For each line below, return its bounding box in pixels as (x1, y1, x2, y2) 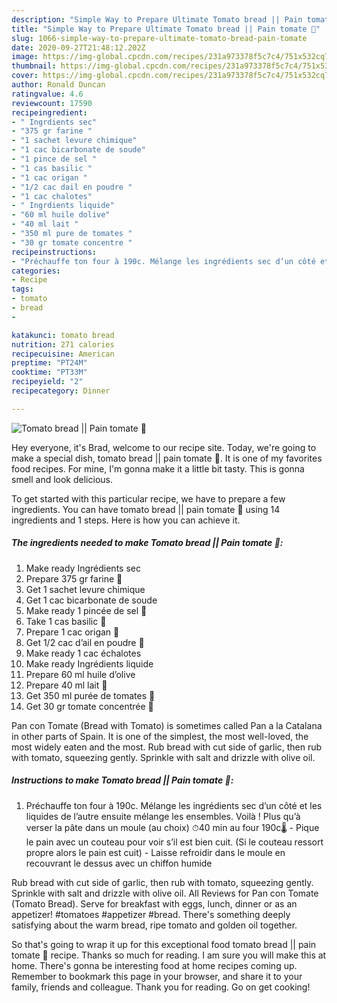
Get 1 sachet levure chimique (25, 583, 146, 595)
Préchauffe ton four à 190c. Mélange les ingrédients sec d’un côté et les (25, 799, 323, 811)
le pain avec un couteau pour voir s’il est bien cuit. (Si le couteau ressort (25, 836, 324, 848)
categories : (11, 266, 61, 276)
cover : (11, 71, 39, 81)
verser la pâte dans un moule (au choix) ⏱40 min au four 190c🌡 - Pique (25, 821, 320, 833)
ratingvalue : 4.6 (11, 89, 84, 99)
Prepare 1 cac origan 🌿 (25, 626, 120, 638)
